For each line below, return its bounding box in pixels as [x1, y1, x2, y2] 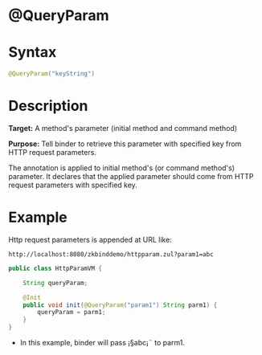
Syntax [8, 43, 57, 62]
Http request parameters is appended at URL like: [8, 235, 173, 244]
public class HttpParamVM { [8, 264, 103, 272]
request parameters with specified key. [8, 180, 138, 190]
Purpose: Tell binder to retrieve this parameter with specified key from [8, 139, 242, 149]
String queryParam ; [23, 279, 88, 287]
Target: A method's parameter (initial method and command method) [8, 123, 238, 133]
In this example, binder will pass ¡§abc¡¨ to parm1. [19, 338, 186, 347]
